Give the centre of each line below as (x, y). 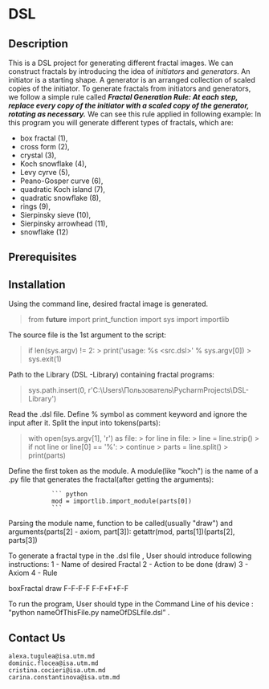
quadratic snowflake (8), (61, 198)
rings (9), (35, 206)
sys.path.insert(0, (57, 390)
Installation (37, 285)
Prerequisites (43, 257)
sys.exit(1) (45, 359)
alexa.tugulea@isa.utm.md (51, 656)
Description (38, 44)
